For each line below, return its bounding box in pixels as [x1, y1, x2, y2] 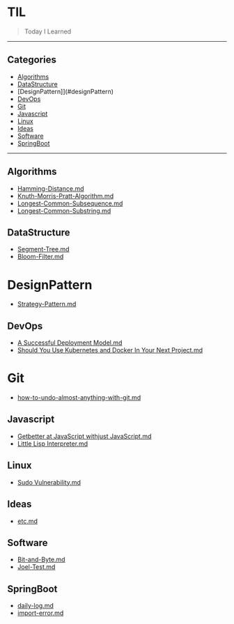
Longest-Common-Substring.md [17, 206, 111, 214]
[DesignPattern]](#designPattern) [17, 87, 114, 95]
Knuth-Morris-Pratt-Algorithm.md [17, 192, 114, 200]
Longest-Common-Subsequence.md [17, 199, 123, 208]
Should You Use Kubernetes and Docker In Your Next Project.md [17, 346, 203, 354]
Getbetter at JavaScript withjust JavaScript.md [17, 432, 152, 440]
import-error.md [17, 609, 64, 617]
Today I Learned [24, 27, 72, 36]
